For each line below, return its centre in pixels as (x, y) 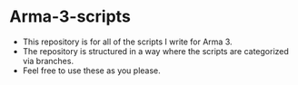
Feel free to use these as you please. (91, 71)
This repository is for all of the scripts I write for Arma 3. (128, 42)
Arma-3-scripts (70, 17)
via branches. (48, 61)
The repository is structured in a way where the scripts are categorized (155, 51)
